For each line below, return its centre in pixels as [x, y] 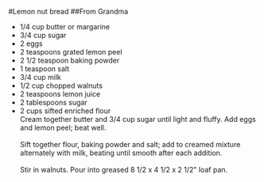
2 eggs [31, 44]
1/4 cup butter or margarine [64, 27]
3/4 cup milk [40, 77]
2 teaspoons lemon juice [60, 94]
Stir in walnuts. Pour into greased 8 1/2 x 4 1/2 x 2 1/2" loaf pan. [124, 170]
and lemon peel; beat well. [63, 127]
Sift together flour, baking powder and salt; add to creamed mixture [130, 144]
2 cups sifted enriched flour [65, 111]
